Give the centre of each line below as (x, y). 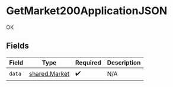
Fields (18, 46)
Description (124, 62)
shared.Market (49, 74)
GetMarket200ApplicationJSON (87, 11)
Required (88, 62)
